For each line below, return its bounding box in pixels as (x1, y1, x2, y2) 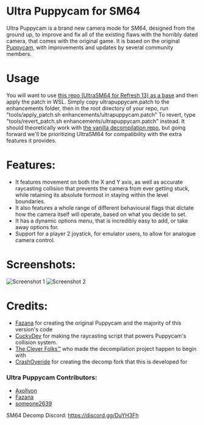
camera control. (15, 236, 55, 244)
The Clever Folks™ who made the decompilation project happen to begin (15, 345, 197, 352)
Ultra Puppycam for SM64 (6, 4, 141, 18)
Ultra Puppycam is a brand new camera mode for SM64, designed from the (6, 24, 195, 32)
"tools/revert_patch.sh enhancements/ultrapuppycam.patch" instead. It (6, 117, 185, 125)
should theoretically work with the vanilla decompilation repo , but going (6, 123, 186, 131)
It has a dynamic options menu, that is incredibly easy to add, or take (15, 217, 189, 224)
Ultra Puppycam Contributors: (6, 373, 97, 381)
